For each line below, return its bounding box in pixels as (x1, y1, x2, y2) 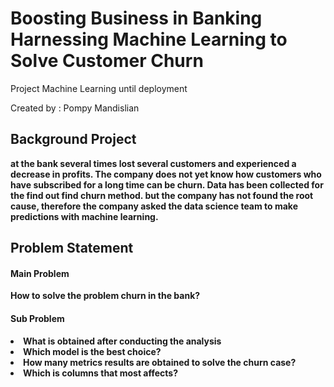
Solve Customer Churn (10, 50, 204, 72)
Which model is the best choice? (23, 345, 162, 357)
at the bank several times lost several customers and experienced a (10, 157, 297, 169)
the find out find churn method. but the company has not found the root (10, 189, 314, 201)
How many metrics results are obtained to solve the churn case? (23, 356, 297, 368)
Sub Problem (10, 312, 65, 324)
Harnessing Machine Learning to (10, 28, 288, 51)
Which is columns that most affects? (23, 367, 178, 379)
